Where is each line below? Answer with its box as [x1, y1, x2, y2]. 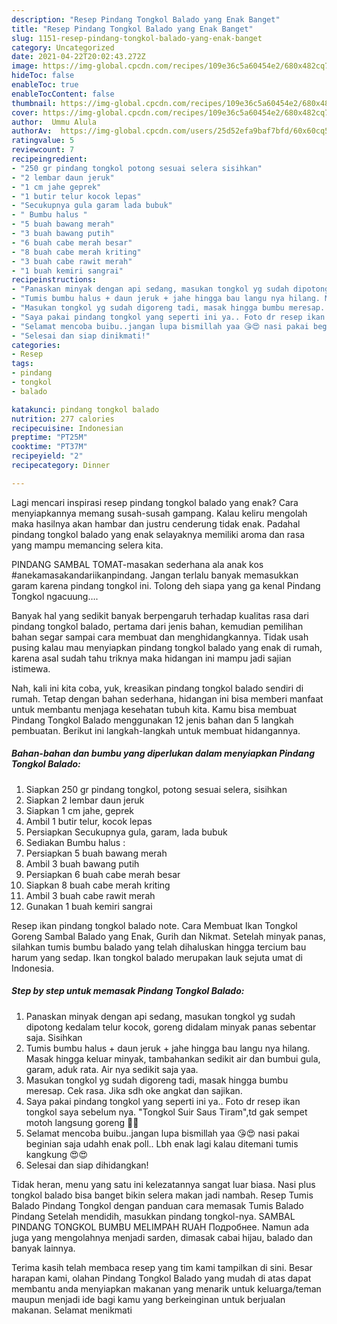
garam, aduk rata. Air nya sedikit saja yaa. [25, 1063, 199, 1075]
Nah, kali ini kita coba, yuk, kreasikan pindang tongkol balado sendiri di [11, 682, 304, 694]
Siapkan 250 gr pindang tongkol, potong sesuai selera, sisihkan [25, 783, 288, 795]
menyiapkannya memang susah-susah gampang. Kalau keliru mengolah [11, 507, 308, 519]
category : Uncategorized [11, 42, 115, 53]
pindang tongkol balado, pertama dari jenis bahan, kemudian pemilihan [11, 620, 304, 632]
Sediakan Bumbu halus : [25, 836, 126, 848]
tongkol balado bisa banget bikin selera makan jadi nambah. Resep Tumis [11, 1189, 314, 1201]
